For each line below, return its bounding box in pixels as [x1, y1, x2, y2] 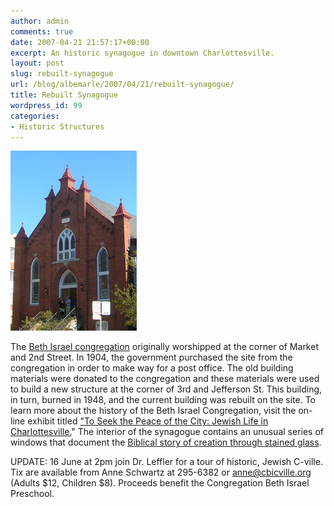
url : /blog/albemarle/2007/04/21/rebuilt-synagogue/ [10, 80, 235, 90]
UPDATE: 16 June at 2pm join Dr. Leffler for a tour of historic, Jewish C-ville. [10, 456, 323, 468]
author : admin [10, 16, 70, 26]
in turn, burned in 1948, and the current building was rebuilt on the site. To [10, 394, 317, 406]
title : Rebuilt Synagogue [10, 90, 118, 100]
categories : [10, 111, 60, 121]
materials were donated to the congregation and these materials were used [10, 373, 320, 385]
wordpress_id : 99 [10, 100, 83, 110]
